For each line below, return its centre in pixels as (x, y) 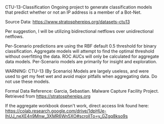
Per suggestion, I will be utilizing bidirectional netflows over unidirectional (79, 31)
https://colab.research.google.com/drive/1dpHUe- (56, 111)
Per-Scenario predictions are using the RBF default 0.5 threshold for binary (81, 46)
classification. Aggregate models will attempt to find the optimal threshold (80, 51)
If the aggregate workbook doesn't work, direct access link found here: (77, 106)
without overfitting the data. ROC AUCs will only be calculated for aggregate (82, 56)
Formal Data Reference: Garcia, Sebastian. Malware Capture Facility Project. (82, 91)
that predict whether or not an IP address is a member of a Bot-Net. (73, 12)
